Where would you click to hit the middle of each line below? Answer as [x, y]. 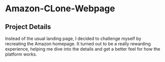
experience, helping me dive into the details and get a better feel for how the [83, 49]
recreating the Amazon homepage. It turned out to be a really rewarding [78, 44]
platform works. [21, 54]
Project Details [28, 27]
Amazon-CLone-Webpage [60, 9]
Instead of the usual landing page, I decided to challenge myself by [73, 38]
